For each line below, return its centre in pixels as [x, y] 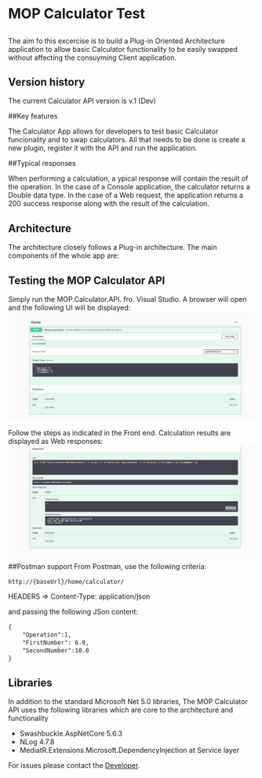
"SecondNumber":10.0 [56, 651]
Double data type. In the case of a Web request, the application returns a [126, 195]
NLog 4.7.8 [37, 742]
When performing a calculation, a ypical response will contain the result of [128, 178]
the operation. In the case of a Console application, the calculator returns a [129, 187]
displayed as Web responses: [56, 442]
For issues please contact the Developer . [74, 765]
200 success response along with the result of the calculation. [109, 204]
